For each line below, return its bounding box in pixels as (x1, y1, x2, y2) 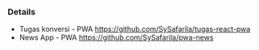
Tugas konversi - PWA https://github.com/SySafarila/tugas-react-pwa (18, 25, 251, 34)
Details (7, 6, 36, 17)
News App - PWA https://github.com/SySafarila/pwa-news (18, 33, 214, 42)
